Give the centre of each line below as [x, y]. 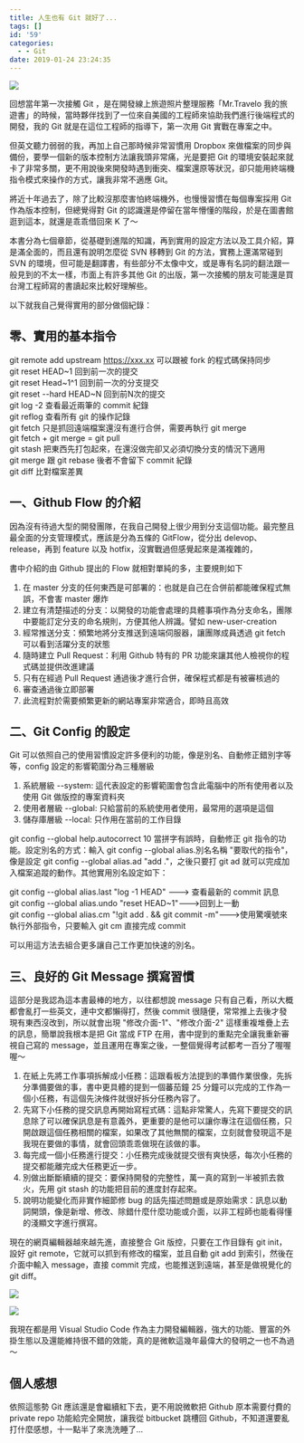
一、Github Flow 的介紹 [75, 503]
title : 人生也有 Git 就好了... [63, 18]
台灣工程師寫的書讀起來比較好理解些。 [81, 286]
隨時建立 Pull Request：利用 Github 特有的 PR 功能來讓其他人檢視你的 [152, 655]
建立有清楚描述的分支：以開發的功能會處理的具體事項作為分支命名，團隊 [157, 610]
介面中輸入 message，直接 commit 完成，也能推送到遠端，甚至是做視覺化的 [151, 1265]
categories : [32, 43]
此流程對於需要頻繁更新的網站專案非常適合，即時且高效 [125, 700]
